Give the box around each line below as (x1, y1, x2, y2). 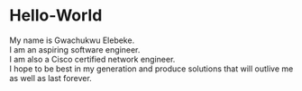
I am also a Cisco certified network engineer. (9, 54, 176, 64)
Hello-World (9, 5, 103, 26)
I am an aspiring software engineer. (9, 44, 141, 54)
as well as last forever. (9, 72, 92, 83)
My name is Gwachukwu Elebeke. (9, 35, 135, 45)
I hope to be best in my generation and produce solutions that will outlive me (9, 63, 294, 74)
